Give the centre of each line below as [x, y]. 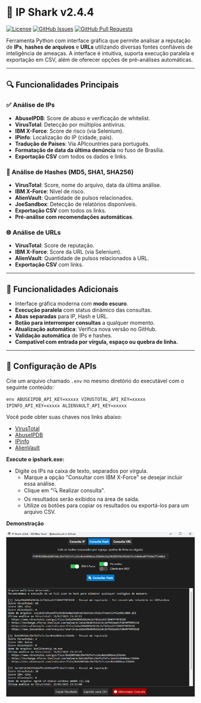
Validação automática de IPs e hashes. [63, 336]
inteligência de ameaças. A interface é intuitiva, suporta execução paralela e [100, 53]
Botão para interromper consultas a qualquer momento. [85, 323]
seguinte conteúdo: [30, 387]
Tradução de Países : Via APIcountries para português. [82, 143]
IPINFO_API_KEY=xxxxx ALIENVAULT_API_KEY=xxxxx [67, 406]
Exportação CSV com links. [49, 265]
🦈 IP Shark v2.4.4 [50, 12]
